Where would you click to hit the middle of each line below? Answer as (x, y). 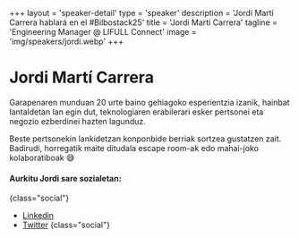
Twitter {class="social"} (66, 225)
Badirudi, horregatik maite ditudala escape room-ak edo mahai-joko (134, 148)
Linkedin (38, 216)
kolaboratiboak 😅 (42, 157)
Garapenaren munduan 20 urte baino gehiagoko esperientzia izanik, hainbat (149, 102)
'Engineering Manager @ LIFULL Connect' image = (103, 32)
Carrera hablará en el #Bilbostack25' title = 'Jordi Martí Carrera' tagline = (143, 22)
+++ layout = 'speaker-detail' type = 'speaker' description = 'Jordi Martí (142, 13)
